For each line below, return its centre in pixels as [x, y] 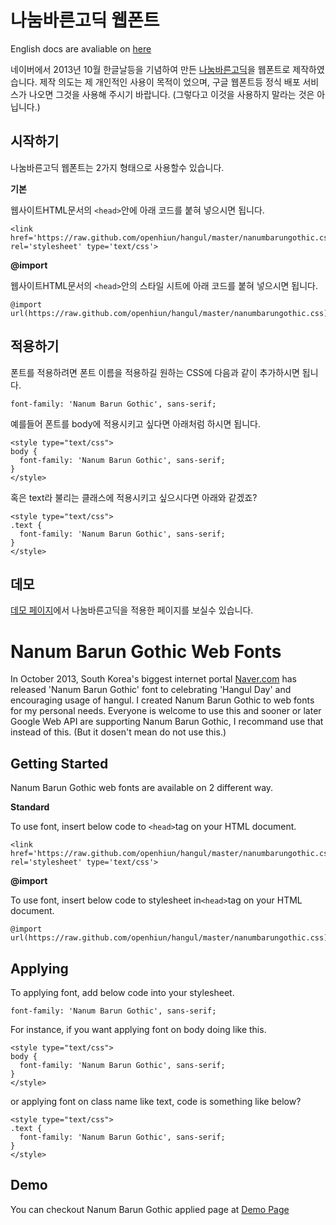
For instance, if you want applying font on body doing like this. [138, 1029]
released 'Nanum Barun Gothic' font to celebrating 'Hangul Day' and [151, 690]
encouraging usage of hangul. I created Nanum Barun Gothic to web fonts [162, 700]
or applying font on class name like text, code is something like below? [156, 1101]
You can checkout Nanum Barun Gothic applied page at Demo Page [150, 1209]
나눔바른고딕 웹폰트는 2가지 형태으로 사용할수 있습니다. [117, 167]
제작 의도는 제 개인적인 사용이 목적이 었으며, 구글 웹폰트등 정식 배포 [170, 82]
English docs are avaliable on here [81, 48]
